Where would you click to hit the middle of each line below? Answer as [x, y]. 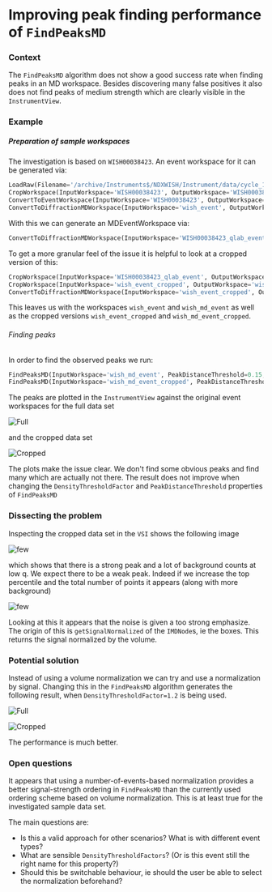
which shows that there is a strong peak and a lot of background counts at [132, 565]
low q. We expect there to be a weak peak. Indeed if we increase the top [129, 574]
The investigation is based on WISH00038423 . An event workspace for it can [132, 162]
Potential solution [44, 660]
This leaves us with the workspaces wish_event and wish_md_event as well [132, 307]
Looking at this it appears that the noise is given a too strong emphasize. [130, 622]
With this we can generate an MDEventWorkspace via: [99, 223]
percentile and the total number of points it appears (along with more [123, 582]
